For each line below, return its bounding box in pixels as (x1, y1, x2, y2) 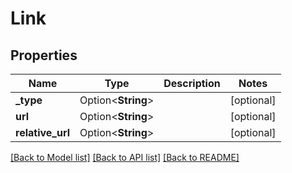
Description (163, 77, 221, 90)
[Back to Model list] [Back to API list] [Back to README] (10, 152, 240, 163)
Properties (10, 47, 78, 64)
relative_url (15, 126, 70, 139)
